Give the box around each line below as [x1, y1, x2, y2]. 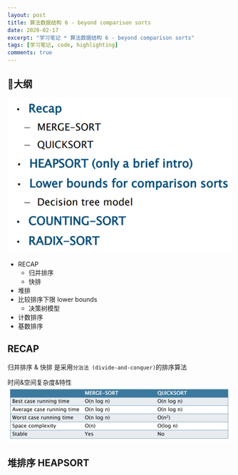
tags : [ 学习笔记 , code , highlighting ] [7, 41, 119, 49]
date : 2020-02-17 [7, 26, 59, 34]
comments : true [7, 49, 53, 56]
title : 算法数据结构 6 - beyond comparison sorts [7, 19, 151, 26]
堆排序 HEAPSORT [7, 457, 90, 469]
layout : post [7, 11, 46, 19]
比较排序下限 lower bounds [17, 295, 98, 303]
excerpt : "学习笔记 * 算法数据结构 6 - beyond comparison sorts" [7, 34, 195, 41]
